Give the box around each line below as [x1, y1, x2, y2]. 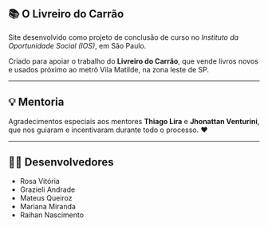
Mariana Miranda [19, 202, 76, 212]
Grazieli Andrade [19, 185, 76, 194]
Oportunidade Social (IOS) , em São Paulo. [8, 41, 147, 50]
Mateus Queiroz [19, 193, 73, 203]
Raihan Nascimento [19, 210, 85, 220]
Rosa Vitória [19, 177, 60, 186]
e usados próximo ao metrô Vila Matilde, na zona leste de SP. [8, 64, 210, 74]
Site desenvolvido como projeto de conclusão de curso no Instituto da [8, 32, 239, 42]
